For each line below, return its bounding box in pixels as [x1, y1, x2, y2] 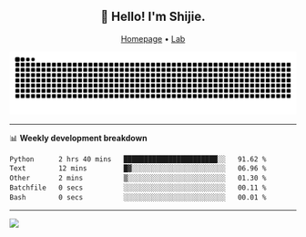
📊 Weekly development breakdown [9, 132, 148, 143]
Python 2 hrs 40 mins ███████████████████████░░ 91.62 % [9, 154, 267, 164]
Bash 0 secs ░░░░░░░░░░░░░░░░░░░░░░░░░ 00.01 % [9, 193, 267, 202]
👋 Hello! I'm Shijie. [100, 9, 206, 25]
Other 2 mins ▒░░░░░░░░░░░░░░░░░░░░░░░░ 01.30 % [9, 174, 267, 183]
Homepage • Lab [120, 33, 186, 44]
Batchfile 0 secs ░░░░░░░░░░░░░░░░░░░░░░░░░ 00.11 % [9, 183, 267, 192]
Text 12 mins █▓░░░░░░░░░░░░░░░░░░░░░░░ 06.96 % [9, 164, 267, 173]
